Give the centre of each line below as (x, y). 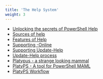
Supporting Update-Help (38, 50)
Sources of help (29, 34)
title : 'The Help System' (32, 10)
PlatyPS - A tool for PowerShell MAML (51, 66)
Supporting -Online (32, 44)
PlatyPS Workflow (31, 71)
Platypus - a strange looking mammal (51, 60)
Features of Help (30, 39)
